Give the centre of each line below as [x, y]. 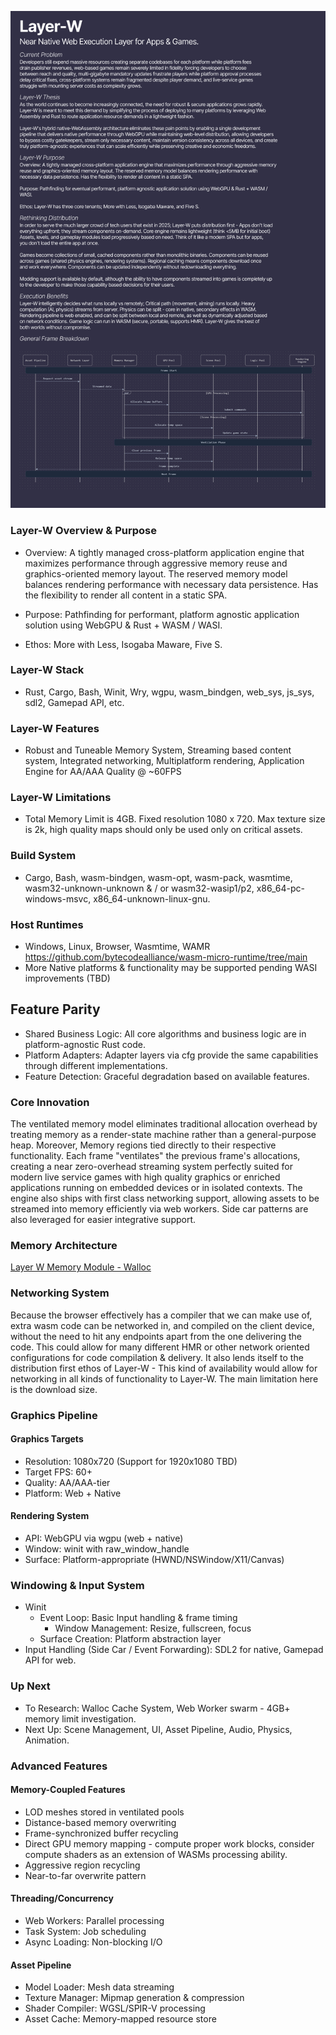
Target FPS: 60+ [58, 1472]
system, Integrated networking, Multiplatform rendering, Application [164, 761]
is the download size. [54, 1389]
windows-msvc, [58, 898]
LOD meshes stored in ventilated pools [104, 1812]
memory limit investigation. [80, 1718]
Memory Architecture [64, 1246]
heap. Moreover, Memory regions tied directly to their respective [143, 1145]
